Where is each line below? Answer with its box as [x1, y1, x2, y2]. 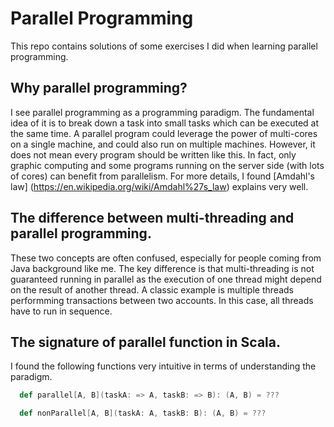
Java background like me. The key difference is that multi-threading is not [10, 262, 315, 274]
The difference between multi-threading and [10, 210, 295, 227]
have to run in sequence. [10, 305, 113, 317]
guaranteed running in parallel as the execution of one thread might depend [10, 273, 322, 285]
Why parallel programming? [10, 80, 188, 97]
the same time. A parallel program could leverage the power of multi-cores [10, 127, 318, 139]
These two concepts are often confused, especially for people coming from [10, 252, 322, 264]
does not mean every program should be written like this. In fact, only [10, 148, 297, 161]
